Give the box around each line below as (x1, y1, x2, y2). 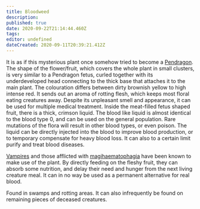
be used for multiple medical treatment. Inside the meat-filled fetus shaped (6, 103, 190, 110)
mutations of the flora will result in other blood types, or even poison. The (6, 122, 187, 129)
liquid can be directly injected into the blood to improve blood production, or (6, 128, 193, 135)
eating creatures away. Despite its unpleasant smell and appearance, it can (6, 96, 191, 103)
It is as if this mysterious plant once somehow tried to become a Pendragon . (6, 58, 194, 66)
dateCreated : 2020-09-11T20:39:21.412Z (6, 42, 106, 48)
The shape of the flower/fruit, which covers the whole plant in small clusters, (6, 64, 195, 72)
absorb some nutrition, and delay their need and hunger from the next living (6, 165, 193, 172)
